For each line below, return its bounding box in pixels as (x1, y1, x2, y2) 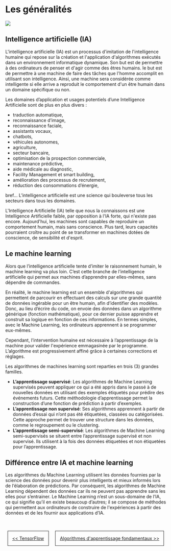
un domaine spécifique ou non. (5, 86, 70, 92)
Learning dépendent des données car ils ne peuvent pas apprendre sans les (5, 488, 166, 494)
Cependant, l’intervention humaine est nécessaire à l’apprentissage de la (5, 337, 158, 343)
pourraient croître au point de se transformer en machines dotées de (5, 229, 150, 235)
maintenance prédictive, (12, 160, 64, 166)
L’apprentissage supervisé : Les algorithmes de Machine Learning (12, 378, 152, 385)
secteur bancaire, (12, 150, 50, 156)
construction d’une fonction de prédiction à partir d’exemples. (12, 400, 143, 406)
